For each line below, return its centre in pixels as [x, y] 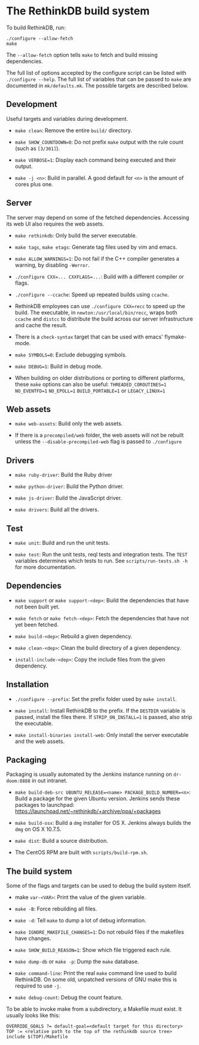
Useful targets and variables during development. [67, 118]
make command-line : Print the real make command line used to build [96, 973]
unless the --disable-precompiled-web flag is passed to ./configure [98, 441]
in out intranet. [50, 781]
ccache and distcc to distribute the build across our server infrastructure [104, 319]
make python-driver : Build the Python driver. [69, 486]
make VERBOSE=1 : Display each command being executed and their [95, 160]
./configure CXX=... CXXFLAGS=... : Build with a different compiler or [99, 276]
